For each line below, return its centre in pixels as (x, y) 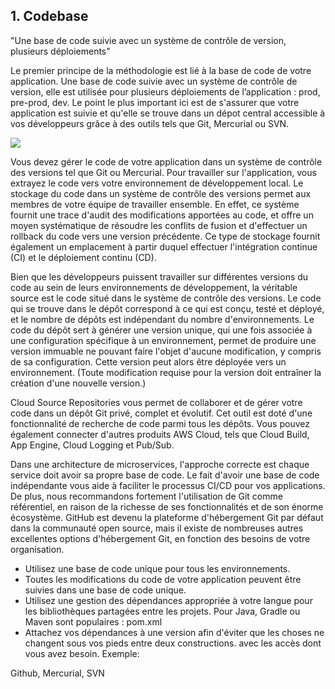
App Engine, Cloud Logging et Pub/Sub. (92, 445)
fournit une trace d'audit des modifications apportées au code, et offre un (162, 215)
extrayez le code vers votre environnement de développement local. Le (157, 183)
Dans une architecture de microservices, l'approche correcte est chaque (160, 464)
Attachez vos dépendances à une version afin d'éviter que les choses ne (174, 632)
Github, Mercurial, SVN (57, 673)
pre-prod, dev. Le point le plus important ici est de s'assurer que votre (155, 102)
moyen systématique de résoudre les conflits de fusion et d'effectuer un (159, 225)
